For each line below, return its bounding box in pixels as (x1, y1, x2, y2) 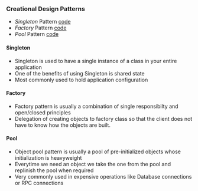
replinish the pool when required (14, 167, 94, 174)
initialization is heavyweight (14, 154, 82, 161)
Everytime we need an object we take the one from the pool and (14, 160, 171, 167)
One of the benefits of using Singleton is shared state (14, 70, 145, 77)
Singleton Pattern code (14, 18, 71, 25)
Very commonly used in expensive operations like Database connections (14, 173, 192, 180)
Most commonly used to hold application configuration (14, 76, 148, 83)
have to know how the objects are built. (14, 121, 111, 129)
